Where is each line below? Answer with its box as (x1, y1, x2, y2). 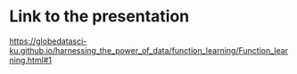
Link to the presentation (9, 6, 190, 27)
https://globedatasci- (9, 36, 87, 46)
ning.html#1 (9, 54, 52, 65)
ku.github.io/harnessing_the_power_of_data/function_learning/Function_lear (9, 45, 288, 55)
